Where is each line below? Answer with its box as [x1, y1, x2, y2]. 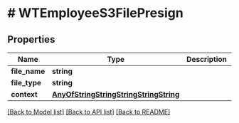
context [11, 90, 38, 99]
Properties [7, 33, 55, 46]
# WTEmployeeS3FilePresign [7, 5, 184, 21]
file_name [11, 66, 46, 76]
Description [186, 55, 228, 64]
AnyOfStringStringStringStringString [52, 90, 180, 99]
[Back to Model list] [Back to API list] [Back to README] [7, 108, 171, 116]
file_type [11, 78, 41, 87]
